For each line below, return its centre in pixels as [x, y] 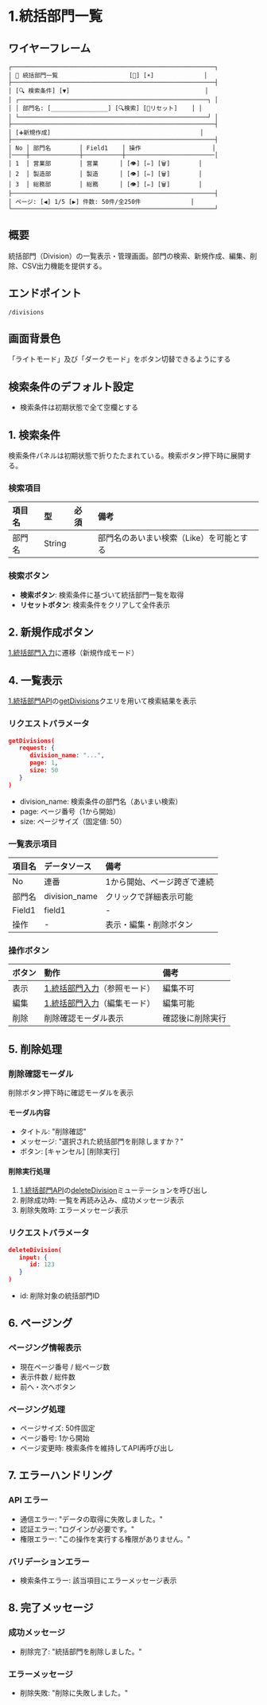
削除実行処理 [29, 1171]
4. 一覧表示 [35, 680]
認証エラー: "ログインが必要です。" [77, 1529]
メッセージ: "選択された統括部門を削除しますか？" [102, 1142]
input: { [33, 1257]
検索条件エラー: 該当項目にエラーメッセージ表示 [98, 1581]
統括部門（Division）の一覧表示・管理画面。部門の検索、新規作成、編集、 [129, 256]
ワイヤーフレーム [50, 48]
